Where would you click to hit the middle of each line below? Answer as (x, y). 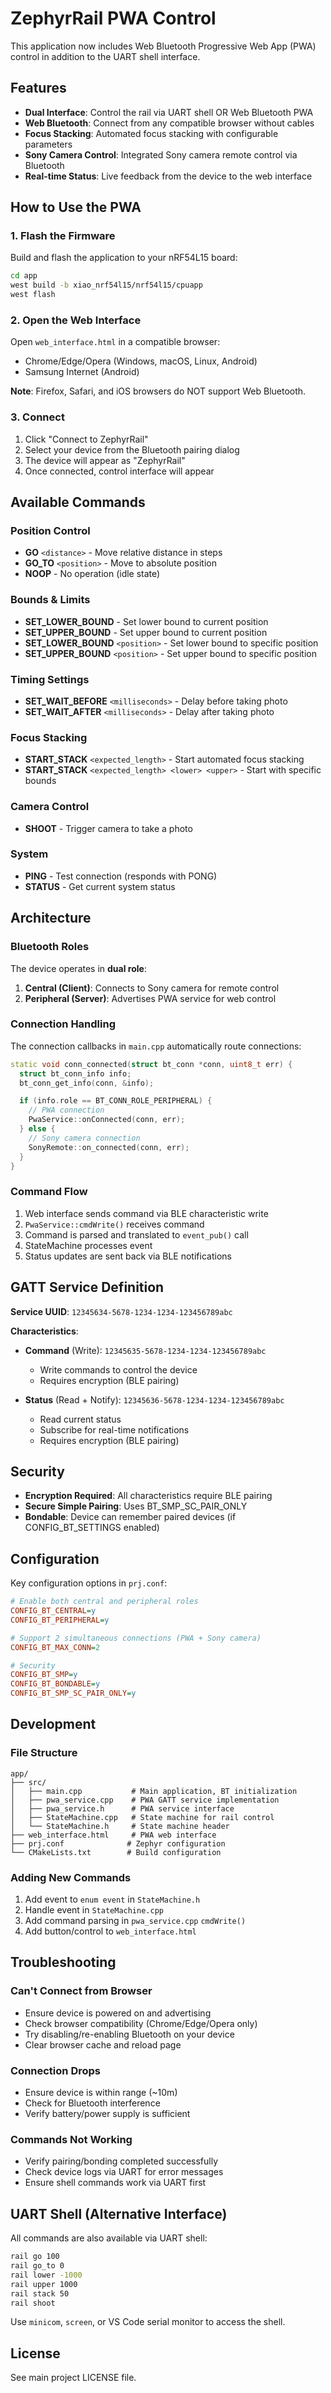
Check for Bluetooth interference (92, 2103)
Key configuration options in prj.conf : (89, 1583)
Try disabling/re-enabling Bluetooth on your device (129, 2034)
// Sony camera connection (84, 1138)
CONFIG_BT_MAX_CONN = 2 (55, 1647)
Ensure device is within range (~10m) (101, 2093)
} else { (37, 1129)
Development (53, 1724)
